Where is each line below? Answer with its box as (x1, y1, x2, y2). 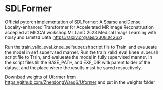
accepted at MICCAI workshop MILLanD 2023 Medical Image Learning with (5, 29, 157, 35)
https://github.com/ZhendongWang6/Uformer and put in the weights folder (5, 79, 156, 85)
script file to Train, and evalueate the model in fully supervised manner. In (5, 54, 152, 60)
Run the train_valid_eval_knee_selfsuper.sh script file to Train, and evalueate (5, 44, 157, 50)
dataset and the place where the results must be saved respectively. (5, 64, 142, 71)
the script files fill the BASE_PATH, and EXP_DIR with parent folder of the (5, 59, 151, 65)
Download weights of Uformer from (5, 74, 76, 80)
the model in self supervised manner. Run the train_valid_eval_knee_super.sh (5, 49, 159, 55)
